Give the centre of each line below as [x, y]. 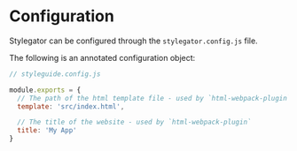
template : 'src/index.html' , [71, 106]
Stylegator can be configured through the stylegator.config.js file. [134, 41]
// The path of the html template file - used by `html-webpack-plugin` [154, 98]
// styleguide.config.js [55, 74]
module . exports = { [45, 90]
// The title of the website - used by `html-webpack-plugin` [134, 122]
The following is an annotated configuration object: [102, 57]
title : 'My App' [47, 131]
